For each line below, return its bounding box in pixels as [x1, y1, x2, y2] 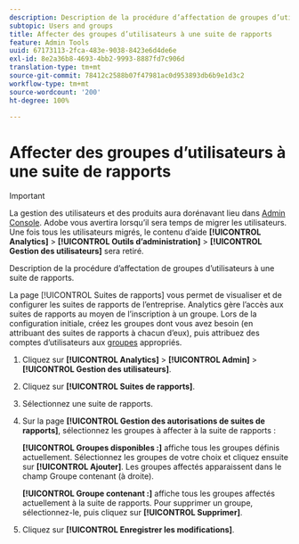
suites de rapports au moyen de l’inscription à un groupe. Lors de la [9, 309, 257, 319]
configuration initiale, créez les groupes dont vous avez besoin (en [9, 318, 254, 329]
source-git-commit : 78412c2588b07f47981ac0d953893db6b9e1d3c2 [9, 71, 245, 80]
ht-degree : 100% [9, 95, 69, 105]
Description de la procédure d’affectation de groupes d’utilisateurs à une [9, 263, 275, 274]
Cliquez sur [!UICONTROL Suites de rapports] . [21, 381, 196, 392]
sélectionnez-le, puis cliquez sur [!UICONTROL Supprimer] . [21, 507, 243, 518]
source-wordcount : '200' [9, 87, 101, 96]
